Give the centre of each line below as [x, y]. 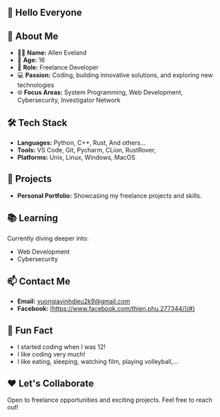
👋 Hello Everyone [45, 13]
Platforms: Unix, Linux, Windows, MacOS [76, 157]
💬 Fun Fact [30, 330]
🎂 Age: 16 [31, 60]
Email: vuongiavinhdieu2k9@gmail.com [73, 301]
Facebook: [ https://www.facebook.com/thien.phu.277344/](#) [106, 309]
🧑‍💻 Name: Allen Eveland [52, 53]
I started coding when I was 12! [61, 347]
